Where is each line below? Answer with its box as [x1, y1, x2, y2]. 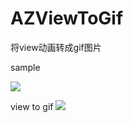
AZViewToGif [10, 7, 124, 30]
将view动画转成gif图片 [10, 41, 102, 53]
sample [10, 61, 41, 73]
